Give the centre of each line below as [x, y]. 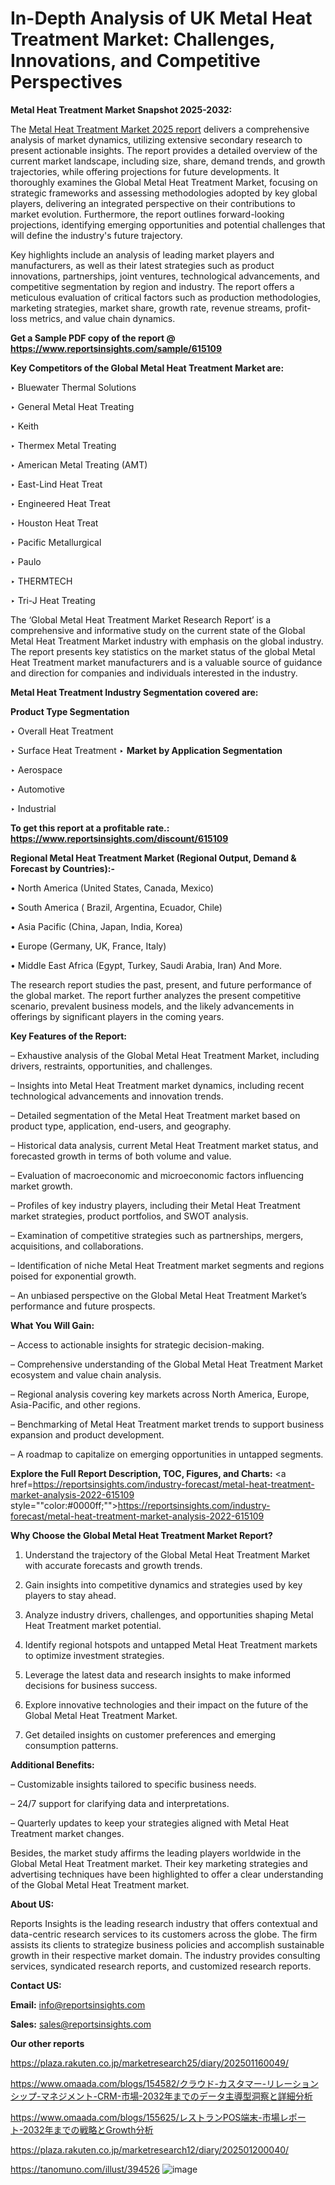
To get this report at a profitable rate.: [90, 828]
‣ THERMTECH [41, 581]
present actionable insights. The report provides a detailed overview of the [164, 150]
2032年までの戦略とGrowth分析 [88, 2129]
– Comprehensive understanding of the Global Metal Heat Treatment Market [166, 1364]
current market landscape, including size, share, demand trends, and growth [168, 161]
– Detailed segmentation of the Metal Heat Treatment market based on [155, 1115]
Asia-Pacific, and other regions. [76, 1404]
